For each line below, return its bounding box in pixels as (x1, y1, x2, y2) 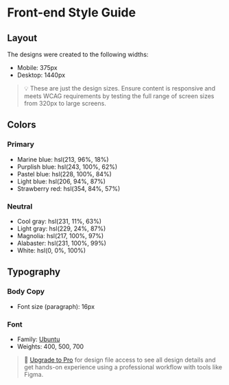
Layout (7, 32, 38, 44)
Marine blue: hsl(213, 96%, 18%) (16, 155, 109, 163)
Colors (7, 119, 36, 131)
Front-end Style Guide (7, 5, 136, 21)
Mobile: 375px (16, 64, 58, 71)
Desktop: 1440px (16, 71, 66, 79)
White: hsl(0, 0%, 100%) (16, 246, 86, 255)
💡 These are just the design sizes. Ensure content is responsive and (23, 84, 216, 92)
